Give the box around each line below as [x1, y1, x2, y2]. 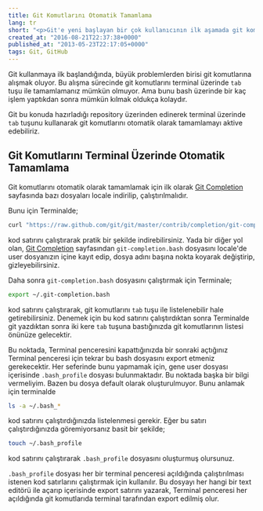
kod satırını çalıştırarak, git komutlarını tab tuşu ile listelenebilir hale [8, 305, 225, 314]
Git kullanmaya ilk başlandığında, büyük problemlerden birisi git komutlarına [8, 70, 252, 78]
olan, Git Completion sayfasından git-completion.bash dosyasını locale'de [8, 243, 247, 253]
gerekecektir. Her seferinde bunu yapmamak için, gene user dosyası [8, 362, 229, 371]
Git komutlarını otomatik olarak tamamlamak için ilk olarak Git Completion [8, 182, 243, 192]
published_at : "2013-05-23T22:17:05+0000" [8, 41, 149, 49]
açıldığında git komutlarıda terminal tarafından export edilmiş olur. [8, 494, 219, 503]
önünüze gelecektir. [8, 330, 72, 339]
